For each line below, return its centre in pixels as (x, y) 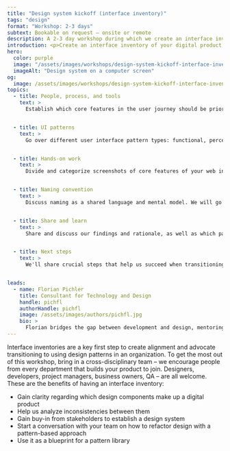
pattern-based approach (52, 433)
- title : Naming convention (53, 190)
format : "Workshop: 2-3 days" (50, 26)
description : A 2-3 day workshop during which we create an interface (110, 39)
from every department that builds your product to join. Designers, (101, 369)
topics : (18, 90)
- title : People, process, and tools (67, 97)
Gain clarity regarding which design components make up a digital (110, 397)
